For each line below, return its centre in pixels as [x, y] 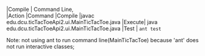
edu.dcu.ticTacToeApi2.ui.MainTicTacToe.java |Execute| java [82, 22]
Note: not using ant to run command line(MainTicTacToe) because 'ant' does [102, 40]
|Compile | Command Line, [40, 9]
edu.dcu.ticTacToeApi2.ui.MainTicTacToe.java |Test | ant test [84, 28]
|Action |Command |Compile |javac [50, 16]
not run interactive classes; [40, 46]
